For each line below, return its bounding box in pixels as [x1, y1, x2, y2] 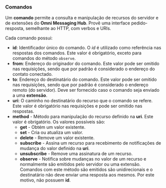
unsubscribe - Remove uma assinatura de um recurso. [19, 151, 133, 157]
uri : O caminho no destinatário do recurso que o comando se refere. [12, 98, 153, 104]
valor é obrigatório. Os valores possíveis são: [12, 119, 106, 125]
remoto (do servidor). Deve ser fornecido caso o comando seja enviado [12, 87, 160, 93]
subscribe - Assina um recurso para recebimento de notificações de [19, 140, 161, 146]
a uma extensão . [12, 92, 47, 98]
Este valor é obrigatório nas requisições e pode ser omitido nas [12, 103, 143, 109]
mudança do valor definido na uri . [19, 146, 90, 152]
